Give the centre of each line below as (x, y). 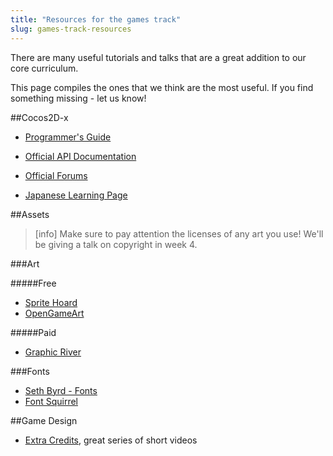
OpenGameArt (54, 313)
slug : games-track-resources (71, 29)
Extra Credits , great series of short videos (111, 440)
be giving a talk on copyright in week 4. (116, 244)
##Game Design (44, 420)
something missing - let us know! (78, 98)
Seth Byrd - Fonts (61, 390)
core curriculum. (44, 68)
